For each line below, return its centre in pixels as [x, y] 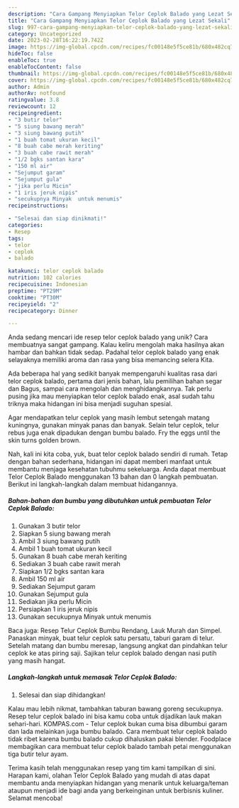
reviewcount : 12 [32, 107]
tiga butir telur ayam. [38, 754]
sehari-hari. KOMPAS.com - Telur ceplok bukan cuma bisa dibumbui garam [118, 724]
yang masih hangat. [37, 661]
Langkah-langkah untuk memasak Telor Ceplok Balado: [93, 677]
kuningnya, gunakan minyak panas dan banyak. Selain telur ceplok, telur [113, 425]
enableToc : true [32, 60]
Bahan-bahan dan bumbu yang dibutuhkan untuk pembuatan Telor [110, 500]
